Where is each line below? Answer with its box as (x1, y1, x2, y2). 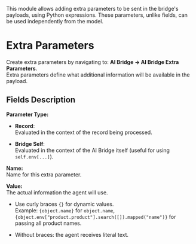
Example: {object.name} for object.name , (14, 206, 115, 214)
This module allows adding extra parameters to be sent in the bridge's (6, 5, 179, 12)
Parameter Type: (6, 111, 49, 118)
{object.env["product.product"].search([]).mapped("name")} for (14, 213, 176, 220)
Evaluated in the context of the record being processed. (14, 129, 152, 136)
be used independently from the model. (6, 18, 103, 25)
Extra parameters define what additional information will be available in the (6, 71, 190, 78)
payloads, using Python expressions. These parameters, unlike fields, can (6, 11, 188, 19)
